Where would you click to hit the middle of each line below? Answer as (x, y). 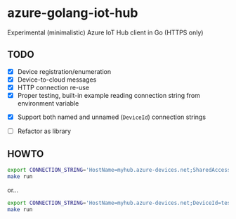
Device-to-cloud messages (57, 80)
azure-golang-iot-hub (73, 13)
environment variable (48, 103)
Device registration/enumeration (64, 71)
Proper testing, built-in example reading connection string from (109, 95)
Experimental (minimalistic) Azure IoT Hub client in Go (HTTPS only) (105, 32)
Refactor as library (44, 131)
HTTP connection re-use (53, 87)
